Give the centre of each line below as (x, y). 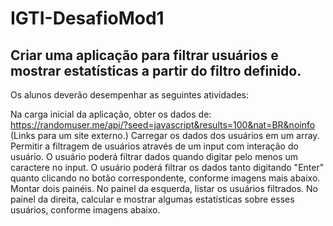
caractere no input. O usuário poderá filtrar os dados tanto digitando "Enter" (167, 167)
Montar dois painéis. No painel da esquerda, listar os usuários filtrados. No (164, 188)
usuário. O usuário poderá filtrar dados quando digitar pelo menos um (154, 156)
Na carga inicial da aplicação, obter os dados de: (111, 114)
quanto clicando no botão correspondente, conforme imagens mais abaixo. (165, 178)
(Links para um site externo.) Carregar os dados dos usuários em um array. (165, 135)
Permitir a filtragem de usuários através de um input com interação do (154, 146)
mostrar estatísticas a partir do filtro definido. (156, 70)
